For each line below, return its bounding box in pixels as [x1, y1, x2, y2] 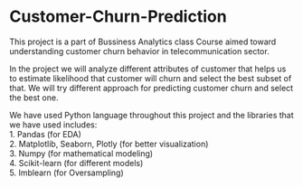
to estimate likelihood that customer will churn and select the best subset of [9, 72, 292, 83]
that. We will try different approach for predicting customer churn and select [9, 82, 294, 93]
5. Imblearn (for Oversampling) [9, 167, 124, 178]
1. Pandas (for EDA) [9, 128, 81, 139]
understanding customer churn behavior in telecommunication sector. [9, 45, 270, 56]
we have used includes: [9, 119, 98, 130]
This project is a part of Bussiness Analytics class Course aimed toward [9, 36, 277, 47]
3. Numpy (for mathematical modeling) [9, 147, 154, 159]
